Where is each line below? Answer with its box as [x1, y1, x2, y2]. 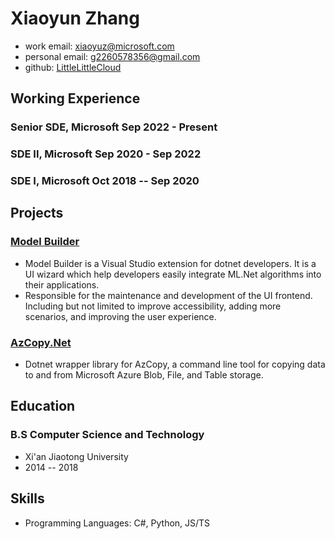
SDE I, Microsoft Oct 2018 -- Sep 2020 [10, 174, 200, 188]
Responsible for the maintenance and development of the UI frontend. [24, 289, 313, 301]
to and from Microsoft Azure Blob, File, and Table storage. [24, 369, 264, 381]
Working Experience [10, 90, 141, 107]
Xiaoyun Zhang [10, 7, 140, 30]
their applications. [24, 278, 100, 291]
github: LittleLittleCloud [24, 61, 122, 73]
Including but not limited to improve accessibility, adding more [24, 300, 282, 312]
